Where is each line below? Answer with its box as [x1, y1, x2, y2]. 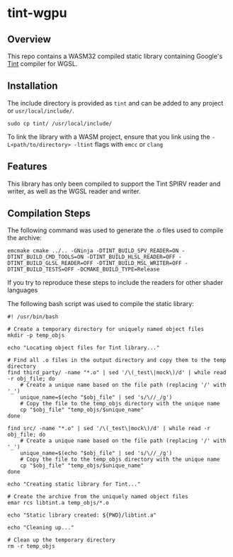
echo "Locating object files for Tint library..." [7, 344, 160, 351]
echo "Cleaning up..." [7, 524, 74, 531]
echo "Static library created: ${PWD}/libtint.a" [7, 512, 157, 519]
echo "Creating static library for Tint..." [7, 480, 141, 488]
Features [7, 161, 47, 173]
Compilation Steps [7, 208, 91, 220]
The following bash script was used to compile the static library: [7, 300, 195, 308]
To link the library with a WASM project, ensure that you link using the [7, 133, 210, 141]
